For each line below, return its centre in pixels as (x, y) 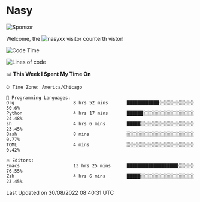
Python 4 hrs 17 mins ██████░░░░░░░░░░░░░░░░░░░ (100, 113)
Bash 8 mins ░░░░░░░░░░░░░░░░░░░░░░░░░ (100, 134)
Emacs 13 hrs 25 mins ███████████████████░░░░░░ (100, 165)
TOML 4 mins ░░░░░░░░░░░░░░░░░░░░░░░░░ (100, 144)
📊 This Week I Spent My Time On (49, 74)
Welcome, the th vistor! (65, 38)
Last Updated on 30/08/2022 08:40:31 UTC (60, 192)
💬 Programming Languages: (38, 97)
